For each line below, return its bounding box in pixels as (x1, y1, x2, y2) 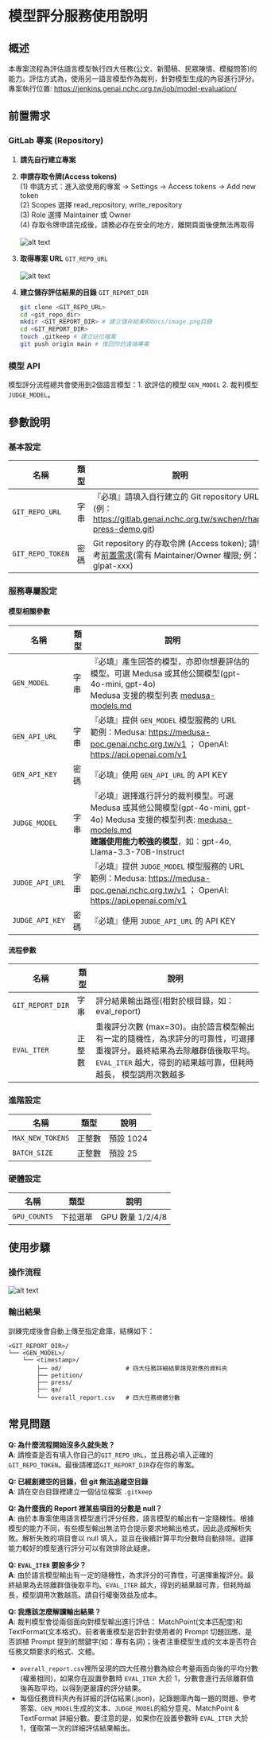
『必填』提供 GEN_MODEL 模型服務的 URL (90, 715, 237, 726)
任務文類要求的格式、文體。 (8, 1646, 99, 1656)
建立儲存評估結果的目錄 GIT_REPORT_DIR (19, 287, 149, 296)
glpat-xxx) (92, 560, 133, 571)
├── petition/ (37, 1371, 83, 1379)
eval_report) (95, 1006, 141, 1017)
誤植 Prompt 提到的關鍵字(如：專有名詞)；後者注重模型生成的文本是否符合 (14, 1637, 257, 1646)
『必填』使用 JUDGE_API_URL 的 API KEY (90, 916, 236, 927)
